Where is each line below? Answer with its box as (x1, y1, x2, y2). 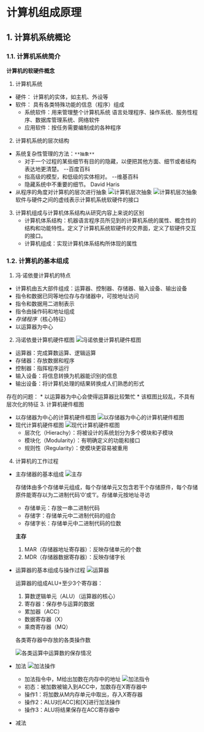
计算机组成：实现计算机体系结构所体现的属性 (24, 239, 138, 247)
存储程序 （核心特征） (15, 316, 69, 323)
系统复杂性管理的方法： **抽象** (15, 150, 95, 157)
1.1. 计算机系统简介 (6, 52, 61, 60)
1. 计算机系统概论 (6, 32, 71, 42)
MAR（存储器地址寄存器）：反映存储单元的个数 (24, 546, 142, 553)
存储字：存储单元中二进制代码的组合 (24, 512, 116, 520)
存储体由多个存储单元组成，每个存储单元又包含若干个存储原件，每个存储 (15, 483, 198, 491)
